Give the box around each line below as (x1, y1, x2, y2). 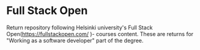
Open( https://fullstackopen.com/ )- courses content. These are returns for (6, 30, 194, 37)
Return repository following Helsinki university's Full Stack (6, 24, 153, 31)
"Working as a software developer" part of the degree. (6, 37, 144, 44)
